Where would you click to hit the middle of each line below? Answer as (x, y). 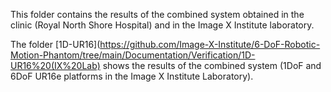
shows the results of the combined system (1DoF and (212, 65)
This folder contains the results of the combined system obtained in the (157, 14)
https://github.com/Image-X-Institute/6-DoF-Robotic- (210, 44)
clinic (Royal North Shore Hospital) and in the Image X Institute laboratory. (162, 25)
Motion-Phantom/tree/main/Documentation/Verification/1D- (133, 55)
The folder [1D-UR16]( (55, 44)
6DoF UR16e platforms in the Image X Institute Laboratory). (132, 76)
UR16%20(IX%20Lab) (55, 65)
